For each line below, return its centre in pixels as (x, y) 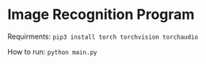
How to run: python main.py (52, 51)
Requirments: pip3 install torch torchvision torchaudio (103, 36)
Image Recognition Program (101, 15)
